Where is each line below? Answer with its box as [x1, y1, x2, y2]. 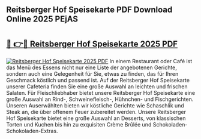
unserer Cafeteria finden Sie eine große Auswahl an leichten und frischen [6, 83, 188, 90]
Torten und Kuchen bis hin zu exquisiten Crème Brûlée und [6, 121, 152, 128]
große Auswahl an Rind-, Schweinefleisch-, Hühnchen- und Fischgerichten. [6, 95, 194, 103]
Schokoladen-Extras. [6, 128, 58, 134]
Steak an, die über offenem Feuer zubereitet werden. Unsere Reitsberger [6, 109, 186, 115]
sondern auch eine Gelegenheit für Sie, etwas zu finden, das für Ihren [6, 70, 179, 77]
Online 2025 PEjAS [6, 14, 79, 24]
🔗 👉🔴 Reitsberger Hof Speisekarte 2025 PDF [6, 39, 178, 49]
